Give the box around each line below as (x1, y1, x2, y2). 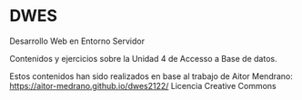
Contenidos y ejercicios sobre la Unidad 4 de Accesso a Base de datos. (9, 53, 277, 64)
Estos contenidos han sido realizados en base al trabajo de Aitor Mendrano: (9, 70, 294, 82)
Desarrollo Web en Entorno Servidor (9, 35, 146, 46)
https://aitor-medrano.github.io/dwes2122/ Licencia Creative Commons (9, 80, 277, 91)
